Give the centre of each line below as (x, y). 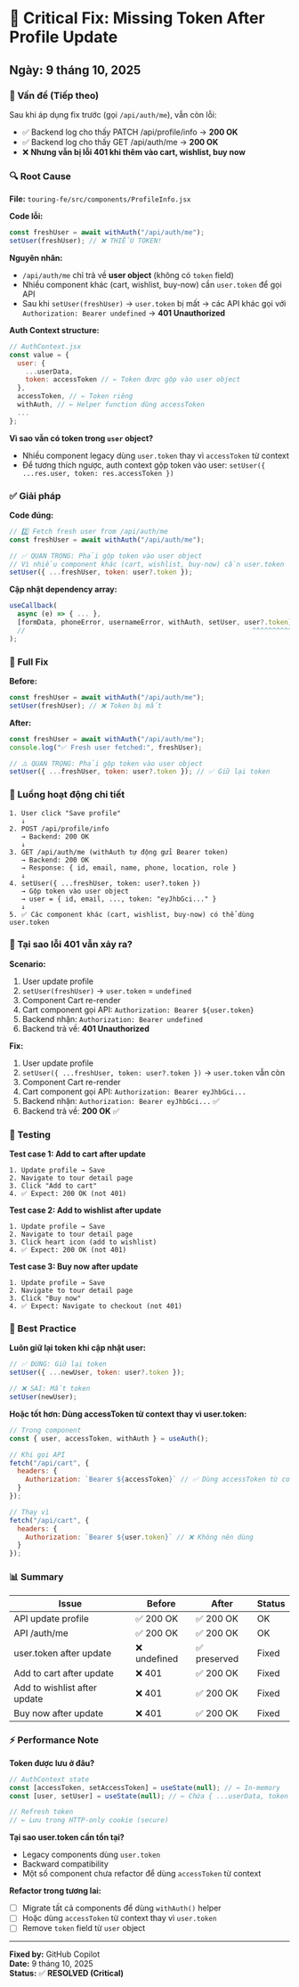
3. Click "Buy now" (45, 1299)
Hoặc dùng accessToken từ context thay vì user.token (119, 1918)
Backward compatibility (65, 1864)
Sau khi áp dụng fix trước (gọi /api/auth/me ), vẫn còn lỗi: (113, 114)
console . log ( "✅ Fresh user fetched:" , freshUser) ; (106, 748)
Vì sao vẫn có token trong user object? (81, 438)
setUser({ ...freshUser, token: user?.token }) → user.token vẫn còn (154, 1072)
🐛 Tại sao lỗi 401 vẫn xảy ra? (71, 944)
